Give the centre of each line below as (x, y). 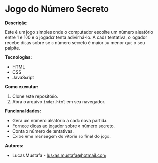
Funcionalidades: (23, 111)
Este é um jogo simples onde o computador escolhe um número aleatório (79, 32)
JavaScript (23, 77)
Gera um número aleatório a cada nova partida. (60, 120)
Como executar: (22, 86)
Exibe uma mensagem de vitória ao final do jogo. (62, 136)
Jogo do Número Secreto (57, 9)
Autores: (14, 145)
